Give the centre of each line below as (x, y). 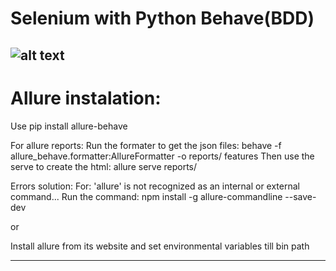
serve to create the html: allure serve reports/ (104, 166)
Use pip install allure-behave (69, 126)
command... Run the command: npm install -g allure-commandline (146, 196)
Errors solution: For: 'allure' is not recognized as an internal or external (155, 186)
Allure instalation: (86, 98)
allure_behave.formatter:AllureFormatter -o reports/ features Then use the (162, 156)
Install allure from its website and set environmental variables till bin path (160, 246)
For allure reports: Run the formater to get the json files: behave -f (146, 145)
